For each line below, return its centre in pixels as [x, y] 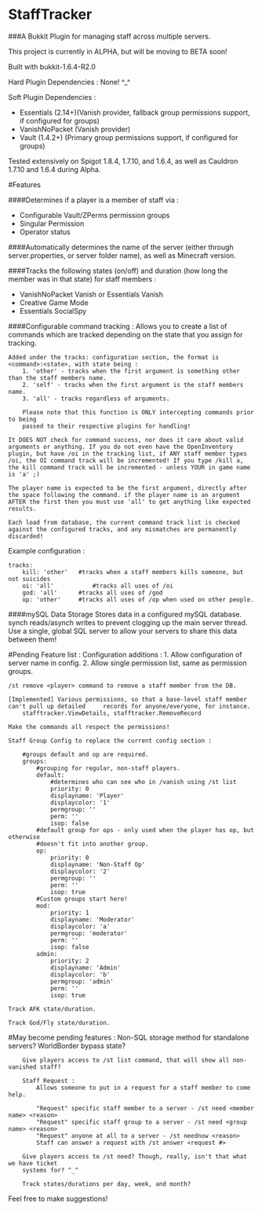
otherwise [24, 837]
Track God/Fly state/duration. [59, 1023]
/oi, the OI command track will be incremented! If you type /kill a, [126, 460]
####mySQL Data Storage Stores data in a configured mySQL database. [125, 614]
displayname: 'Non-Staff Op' [98, 864]
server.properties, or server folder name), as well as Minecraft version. [122, 255]
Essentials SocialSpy [53, 311]
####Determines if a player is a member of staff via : [93, 200]
